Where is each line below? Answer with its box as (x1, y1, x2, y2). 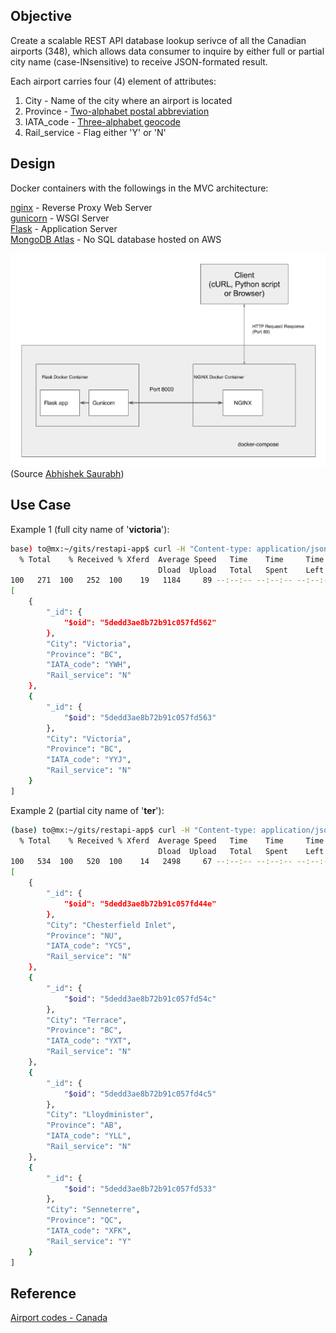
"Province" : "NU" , (46, 930, 123, 941)
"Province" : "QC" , (46, 1215, 123, 1226)
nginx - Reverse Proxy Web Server (10, 201, 153, 213)
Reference (10, 1285, 77, 1302)
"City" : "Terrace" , (46, 1015, 128, 1025)
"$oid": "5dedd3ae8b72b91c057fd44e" (63, 899, 217, 909)
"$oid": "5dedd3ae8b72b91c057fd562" (63, 617, 217, 628)
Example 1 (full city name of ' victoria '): (10, 523, 170, 535)
